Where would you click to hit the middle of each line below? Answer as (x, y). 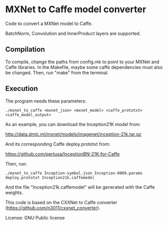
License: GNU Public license (35, 217)
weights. (14, 192)
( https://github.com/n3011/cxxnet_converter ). (53, 208)
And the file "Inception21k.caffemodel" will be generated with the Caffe (80, 187)
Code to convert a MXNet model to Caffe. (49, 23)
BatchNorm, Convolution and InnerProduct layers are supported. (73, 33)
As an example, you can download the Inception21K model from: (73, 124)
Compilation (25, 49)
